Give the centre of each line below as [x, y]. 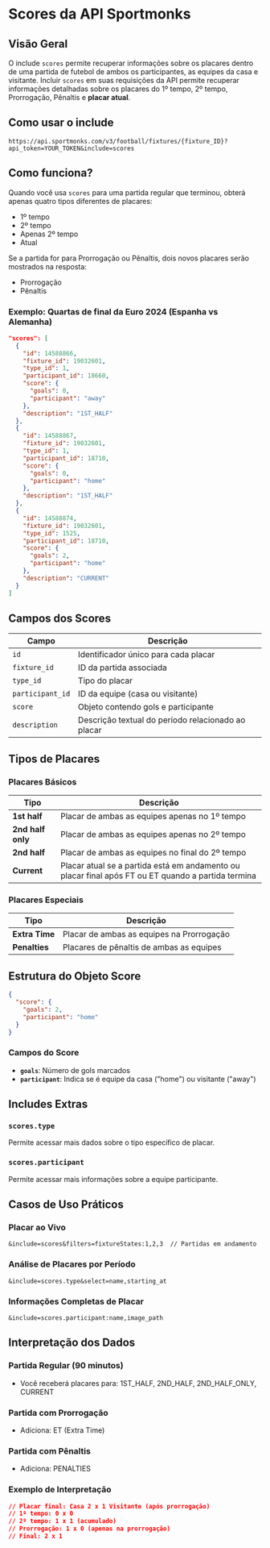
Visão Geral [38, 44]
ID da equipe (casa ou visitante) [138, 694]
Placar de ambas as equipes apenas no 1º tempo [153, 817]
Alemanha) [30, 322]
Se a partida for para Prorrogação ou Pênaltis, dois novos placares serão [129, 258]
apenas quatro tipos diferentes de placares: [80, 201]
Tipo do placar [105, 680]
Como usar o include [61, 123]
